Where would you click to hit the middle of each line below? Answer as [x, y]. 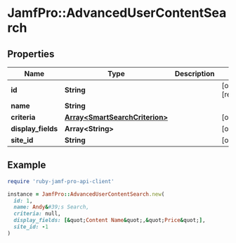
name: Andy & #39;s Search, [52, 207]
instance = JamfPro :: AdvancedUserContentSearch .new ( [86, 194]
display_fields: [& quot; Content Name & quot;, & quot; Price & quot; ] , [110, 220]
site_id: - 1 [31, 227]
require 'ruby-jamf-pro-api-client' [61, 181]
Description [195, 74]
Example [27, 165]
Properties [31, 54]
